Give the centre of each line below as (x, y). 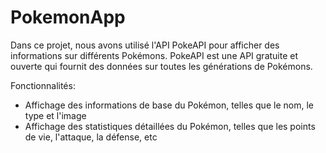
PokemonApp (68, 17)
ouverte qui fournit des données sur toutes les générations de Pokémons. (161, 66)
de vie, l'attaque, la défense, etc (91, 137)
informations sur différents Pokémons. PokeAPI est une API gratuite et (154, 55)
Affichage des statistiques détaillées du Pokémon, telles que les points (170, 126)
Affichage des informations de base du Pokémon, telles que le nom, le (169, 105)
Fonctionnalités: (43, 85)
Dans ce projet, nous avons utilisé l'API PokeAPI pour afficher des (145, 45)
